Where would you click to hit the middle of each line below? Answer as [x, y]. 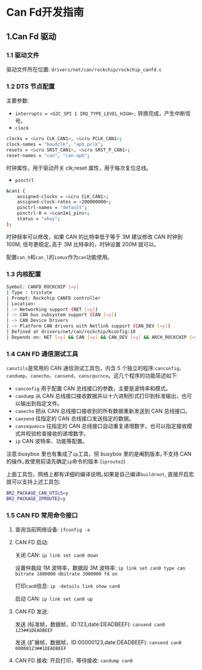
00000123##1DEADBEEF [41, 649]
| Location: [21, 304]
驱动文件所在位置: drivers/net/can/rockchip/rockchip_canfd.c [84, 69]
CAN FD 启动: [32, 542]
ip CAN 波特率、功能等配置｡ [50, 441]
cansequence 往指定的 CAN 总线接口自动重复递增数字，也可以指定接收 [101, 426]
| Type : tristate [29, 293]
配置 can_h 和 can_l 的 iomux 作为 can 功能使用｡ [58, 257]
